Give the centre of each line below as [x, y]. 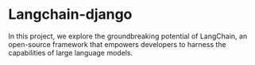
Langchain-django [70, 14]
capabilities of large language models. [71, 52]
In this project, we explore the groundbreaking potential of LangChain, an [128, 36]
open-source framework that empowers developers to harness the [117, 44]
